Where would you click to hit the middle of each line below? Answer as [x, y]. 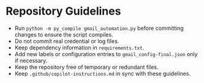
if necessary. [31, 60]
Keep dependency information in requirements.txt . [79, 48]
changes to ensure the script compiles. [64, 34]
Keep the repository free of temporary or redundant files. [86, 67]
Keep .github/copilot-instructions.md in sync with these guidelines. [103, 73]
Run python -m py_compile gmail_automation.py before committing [99, 28]
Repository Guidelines [63, 11]
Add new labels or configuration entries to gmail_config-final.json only [106, 54]
